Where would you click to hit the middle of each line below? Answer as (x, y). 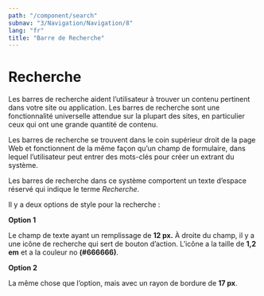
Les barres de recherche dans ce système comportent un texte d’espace (127, 181)
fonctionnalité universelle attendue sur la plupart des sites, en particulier (126, 116)
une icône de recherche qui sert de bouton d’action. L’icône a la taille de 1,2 (132, 244)
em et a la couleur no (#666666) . (64, 252)
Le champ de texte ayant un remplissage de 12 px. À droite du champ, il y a (131, 236)
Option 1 (22, 220)
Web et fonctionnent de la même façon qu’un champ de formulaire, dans (127, 149)
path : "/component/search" (53, 16)
